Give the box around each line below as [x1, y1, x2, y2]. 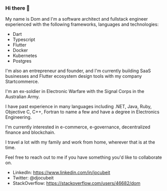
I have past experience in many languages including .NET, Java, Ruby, [5, 104, 152, 110]
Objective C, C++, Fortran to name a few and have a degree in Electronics [5, 109, 160, 115]
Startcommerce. [5, 78, 39, 85]
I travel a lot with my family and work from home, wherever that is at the [5, 139, 156, 146]
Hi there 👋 [5, 5, 30, 12]
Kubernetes [12, 53, 37, 59]
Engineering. [5, 114, 32, 120]
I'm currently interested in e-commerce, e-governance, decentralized [5, 124, 151, 130]
